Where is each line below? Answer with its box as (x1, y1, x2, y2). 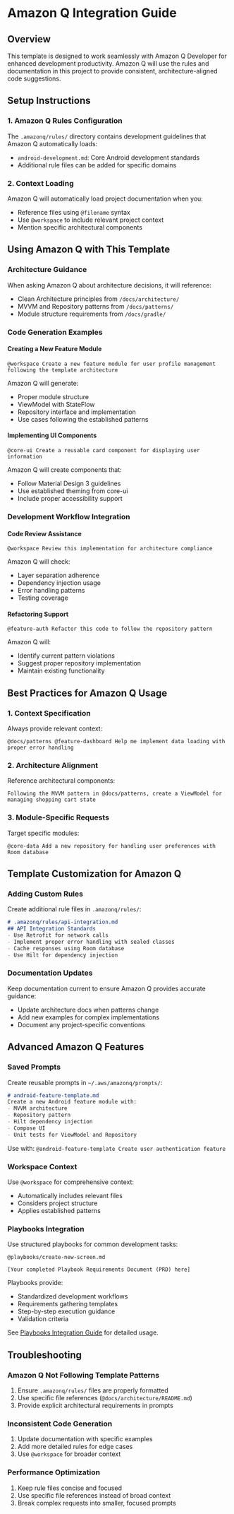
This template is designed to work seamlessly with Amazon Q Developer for (7, 52, 228, 60)
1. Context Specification (7, 708, 91, 718)
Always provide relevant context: (7, 724, 103, 733)
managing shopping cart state (7, 796, 97, 803)
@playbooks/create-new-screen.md (7, 1254, 106, 1261)
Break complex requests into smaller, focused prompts (17, 1498, 176, 1507)
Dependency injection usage (17, 579, 101, 587)
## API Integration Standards (7, 925, 97, 933)
